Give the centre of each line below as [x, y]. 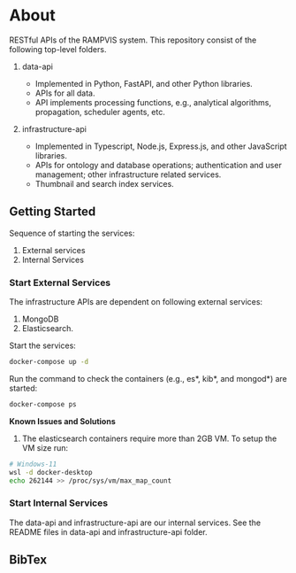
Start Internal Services [59, 503]
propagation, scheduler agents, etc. [100, 112]
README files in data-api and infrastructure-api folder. [108, 531]
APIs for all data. [65, 93]
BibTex [28, 560]
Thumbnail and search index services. [104, 183]
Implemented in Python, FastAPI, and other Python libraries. [144, 83]
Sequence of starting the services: [72, 233]
